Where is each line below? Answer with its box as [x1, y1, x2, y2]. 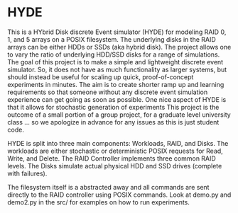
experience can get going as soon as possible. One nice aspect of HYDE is [7, 95, 227, 103]
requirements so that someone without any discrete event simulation [7, 88, 208, 96]
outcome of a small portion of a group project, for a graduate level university [7, 110, 231, 119]
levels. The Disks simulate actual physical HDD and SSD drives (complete [7, 161, 222, 170]
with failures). [7, 169, 48, 178]
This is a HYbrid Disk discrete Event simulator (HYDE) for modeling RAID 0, [7, 28, 227, 36]
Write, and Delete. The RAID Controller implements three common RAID [7, 154, 217, 163]
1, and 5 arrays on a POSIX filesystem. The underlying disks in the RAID [7, 35, 217, 43]
